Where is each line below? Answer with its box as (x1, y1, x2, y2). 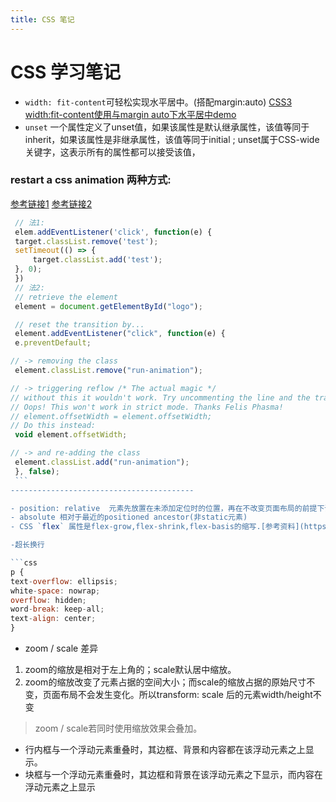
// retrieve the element (14, 292, 118, 302)
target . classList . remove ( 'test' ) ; (14, 236, 159, 246)
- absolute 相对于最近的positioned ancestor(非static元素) (10, 512, 248, 523)
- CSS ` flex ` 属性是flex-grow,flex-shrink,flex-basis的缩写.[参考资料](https (10, 522, 327, 532)
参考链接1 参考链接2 (10, 197, 93, 210)
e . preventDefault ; (14, 338, 92, 348)
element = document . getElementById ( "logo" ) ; (14, 301, 203, 311)
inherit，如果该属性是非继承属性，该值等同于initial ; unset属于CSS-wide (24, 133, 320, 145)
